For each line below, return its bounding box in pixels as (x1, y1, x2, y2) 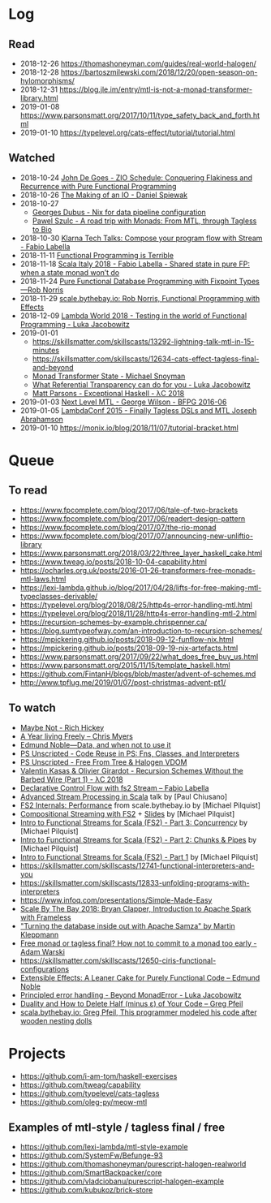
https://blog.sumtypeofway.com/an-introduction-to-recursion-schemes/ (19, 626, 263, 636)
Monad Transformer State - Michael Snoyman (32, 371, 186, 381)
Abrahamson (19, 414, 63, 424)
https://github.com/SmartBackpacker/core (19, 1168, 162, 1178)
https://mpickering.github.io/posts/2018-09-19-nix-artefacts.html (19, 643, 239, 653)
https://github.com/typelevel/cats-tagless (19, 1089, 160, 1098)
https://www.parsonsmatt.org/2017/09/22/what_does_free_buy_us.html (19, 651, 259, 662)
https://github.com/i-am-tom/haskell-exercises (19, 1071, 178, 1080)
